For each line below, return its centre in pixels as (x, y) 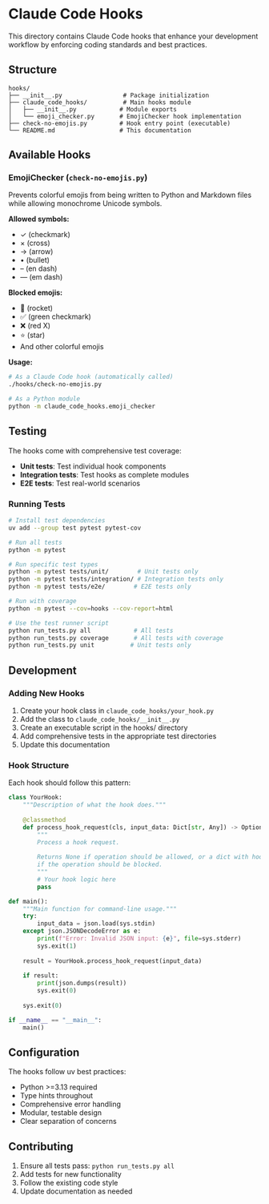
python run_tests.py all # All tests (91, 630)
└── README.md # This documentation (100, 130)
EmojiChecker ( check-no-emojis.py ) (78, 178)
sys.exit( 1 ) (57, 946)
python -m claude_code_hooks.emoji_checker (82, 407)
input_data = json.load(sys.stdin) (96, 924)
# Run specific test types (53, 564)
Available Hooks (50, 155)
